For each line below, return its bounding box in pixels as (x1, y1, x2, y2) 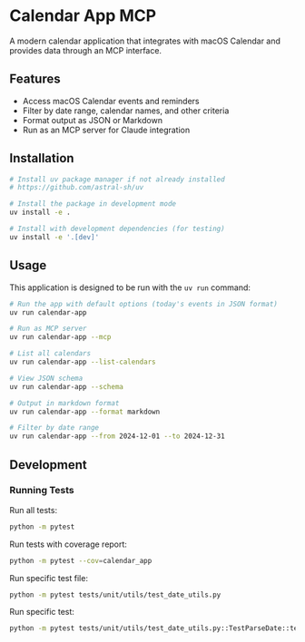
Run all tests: (9, 504, 57, 515)
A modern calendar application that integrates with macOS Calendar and (9, 35, 281, 46)
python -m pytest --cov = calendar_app (9, 556, 152, 565)
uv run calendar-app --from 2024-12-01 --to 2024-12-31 (9, 432, 225, 441)
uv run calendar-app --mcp (9, 333, 112, 342)
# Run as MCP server (9, 324, 88, 334)
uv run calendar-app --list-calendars (9, 357, 156, 366)
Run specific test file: (9, 572, 89, 583)
